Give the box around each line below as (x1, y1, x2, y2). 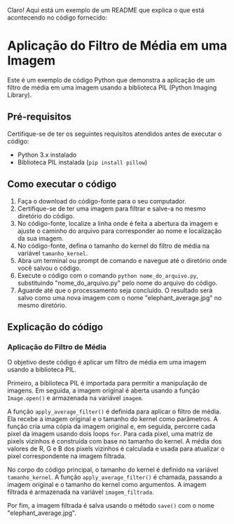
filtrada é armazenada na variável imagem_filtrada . (7, 488, 154, 496)
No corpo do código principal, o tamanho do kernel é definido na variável (7, 465, 219, 474)
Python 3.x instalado (17, 150, 77, 159)
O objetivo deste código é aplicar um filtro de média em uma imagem (7, 358, 207, 367)
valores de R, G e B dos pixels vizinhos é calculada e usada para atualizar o (7, 444, 225, 453)
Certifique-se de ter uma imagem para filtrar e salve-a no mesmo (17, 204, 207, 213)
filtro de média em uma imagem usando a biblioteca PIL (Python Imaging (7, 83, 217, 92)
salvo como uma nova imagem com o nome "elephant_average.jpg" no (17, 293, 222, 302)
